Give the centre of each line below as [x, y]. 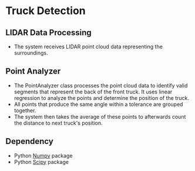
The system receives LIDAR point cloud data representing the [88, 46]
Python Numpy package [43, 155]
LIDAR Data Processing [48, 33]
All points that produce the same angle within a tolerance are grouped [98, 104]
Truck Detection [46, 11]
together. [25, 110]
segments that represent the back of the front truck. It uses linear [93, 92]
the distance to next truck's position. [58, 123]
